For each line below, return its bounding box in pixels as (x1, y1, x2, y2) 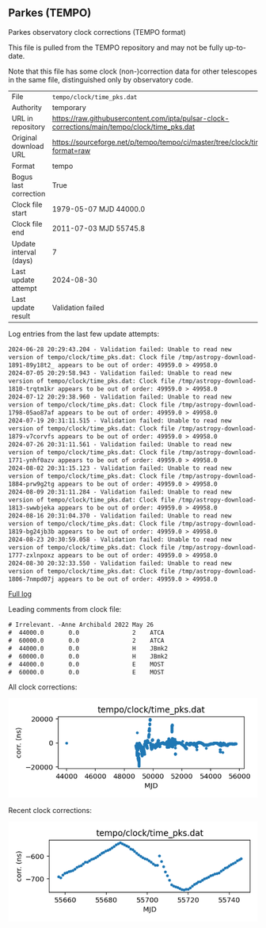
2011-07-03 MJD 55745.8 (51, 223, 145, 233)
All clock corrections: (8, 682, 78, 692)
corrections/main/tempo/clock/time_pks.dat (51, 122, 196, 132)
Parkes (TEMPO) (8, 6, 92, 20)
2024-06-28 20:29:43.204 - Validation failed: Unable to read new (8, 345, 232, 353)
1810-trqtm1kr (8, 384, 55, 393)
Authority (11, 102, 42, 112)
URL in (11, 114, 33, 124)
